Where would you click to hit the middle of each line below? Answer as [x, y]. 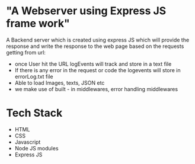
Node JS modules [36, 148]
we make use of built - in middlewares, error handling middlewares [96, 89]
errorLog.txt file [34, 76]
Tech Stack [34, 113]
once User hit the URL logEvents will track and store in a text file [93, 64]
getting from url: [26, 52]
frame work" [38, 23]
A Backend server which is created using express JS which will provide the [98, 40]
